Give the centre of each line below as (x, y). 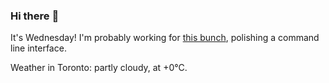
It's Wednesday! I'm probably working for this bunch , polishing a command (165, 38)
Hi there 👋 (35, 16)
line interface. (38, 48)
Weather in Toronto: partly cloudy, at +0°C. (99, 68)
